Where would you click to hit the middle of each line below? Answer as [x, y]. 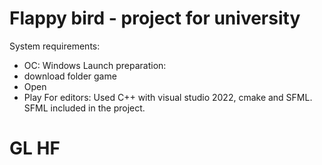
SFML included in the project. [84, 108]
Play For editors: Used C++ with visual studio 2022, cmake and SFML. [168, 97]
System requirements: [55, 46]
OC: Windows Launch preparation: [95, 65]
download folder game [70, 76]
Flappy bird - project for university [155, 18]
